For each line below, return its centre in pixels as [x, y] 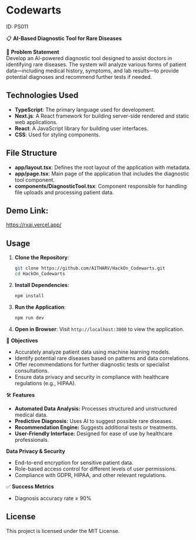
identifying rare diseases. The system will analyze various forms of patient [96, 64]
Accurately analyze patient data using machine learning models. [92, 352]
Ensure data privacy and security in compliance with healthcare [92, 376]
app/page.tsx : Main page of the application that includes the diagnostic [102, 174]
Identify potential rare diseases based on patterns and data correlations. [102, 358]
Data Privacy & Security [36, 451]
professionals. [32, 439]
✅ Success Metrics [30, 486]
